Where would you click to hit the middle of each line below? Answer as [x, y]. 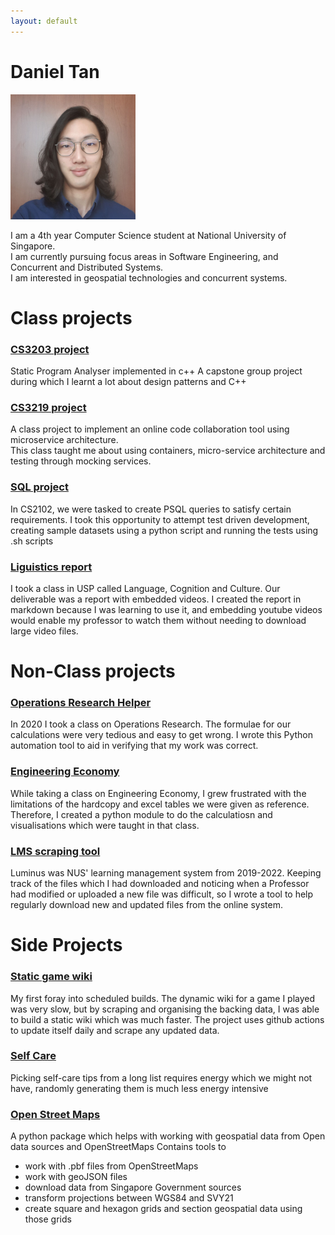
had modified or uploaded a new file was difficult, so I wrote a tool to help [162, 894]
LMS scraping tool [55, 851]
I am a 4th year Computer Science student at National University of [148, 235]
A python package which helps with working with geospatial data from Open [168, 1136]
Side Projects [66, 945]
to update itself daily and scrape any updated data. [115, 1030]
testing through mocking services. [81, 461]
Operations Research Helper [81, 703]
